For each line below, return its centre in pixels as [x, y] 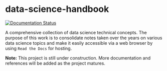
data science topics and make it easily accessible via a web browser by [79, 43]
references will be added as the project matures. [55, 63]
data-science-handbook [57, 9]
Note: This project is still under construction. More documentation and [78, 58]
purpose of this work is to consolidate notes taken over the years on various [84, 38]
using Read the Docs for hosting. [39, 48]
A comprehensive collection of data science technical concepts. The [76, 32]
